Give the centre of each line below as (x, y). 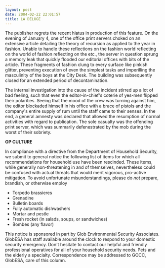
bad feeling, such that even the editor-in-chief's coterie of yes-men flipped (82, 95)
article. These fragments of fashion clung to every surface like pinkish (76, 65)
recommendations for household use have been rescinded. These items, (79, 162)
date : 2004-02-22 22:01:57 (33, 14)
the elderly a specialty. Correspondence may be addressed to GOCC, (76, 255)
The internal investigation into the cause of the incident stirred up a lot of (79, 90)
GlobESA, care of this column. (36, 261)
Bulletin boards (28, 203)
